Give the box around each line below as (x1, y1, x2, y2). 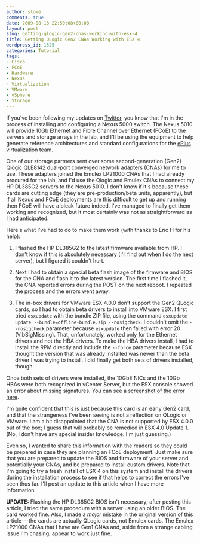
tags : (6, 53, 20, 59)
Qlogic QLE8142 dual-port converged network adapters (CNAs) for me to (6, 164, 186, 171)
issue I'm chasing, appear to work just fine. (6, 530, 112, 537)
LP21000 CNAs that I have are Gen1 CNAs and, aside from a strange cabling (6, 523, 193, 530)
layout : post (6, 25, 39, 32)
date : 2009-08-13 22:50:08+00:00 (6, 20, 90, 26)
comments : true (6, 14, 44, 20)
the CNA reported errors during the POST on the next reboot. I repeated (14, 281, 192, 288)
